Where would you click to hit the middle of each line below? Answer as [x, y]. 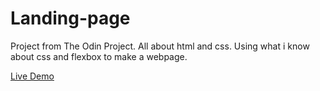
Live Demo [32, 76]
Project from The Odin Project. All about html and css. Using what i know [160, 46]
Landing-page [70, 18]
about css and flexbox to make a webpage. [99, 56]
